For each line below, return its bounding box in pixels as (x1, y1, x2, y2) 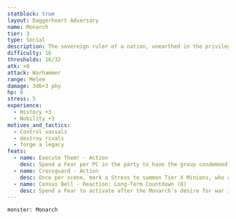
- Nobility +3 (13, 115, 55, 122)
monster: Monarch (7, 206, 58, 213)
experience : (7, 102, 42, 109)
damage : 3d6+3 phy (7, 82, 61, 89)
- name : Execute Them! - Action (13, 154, 109, 162)
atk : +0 (7, 63, 30, 70)
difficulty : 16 (7, 50, 52, 57)
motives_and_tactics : (7, 121, 71, 129)
